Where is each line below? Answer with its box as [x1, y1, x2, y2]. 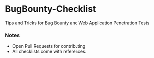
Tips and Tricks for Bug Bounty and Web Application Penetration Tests [5, 20, 150, 26]
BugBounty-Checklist [5, 3, 96, 15]
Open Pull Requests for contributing [12, 43, 86, 49]
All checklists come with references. [12, 48, 87, 55]
